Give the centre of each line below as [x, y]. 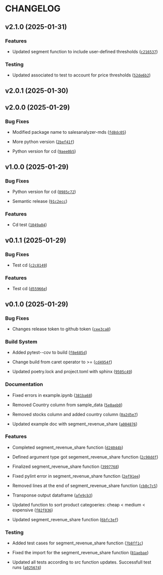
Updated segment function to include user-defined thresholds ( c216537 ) [85, 51]
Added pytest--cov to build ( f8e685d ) [50, 352]
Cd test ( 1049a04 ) [30, 225]
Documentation [24, 384]
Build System [21, 342]
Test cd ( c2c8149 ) [30, 265]
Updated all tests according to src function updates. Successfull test [82, 562]
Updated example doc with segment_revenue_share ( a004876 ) [75, 424]
